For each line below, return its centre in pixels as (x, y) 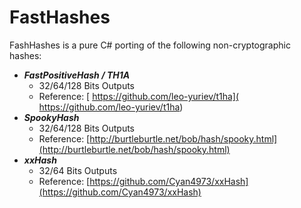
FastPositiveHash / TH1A (77, 75)
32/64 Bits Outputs (78, 170)
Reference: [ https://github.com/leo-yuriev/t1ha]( (139, 96)
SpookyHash (51, 117)
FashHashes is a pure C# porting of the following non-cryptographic (150, 45)
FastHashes (60, 17)
